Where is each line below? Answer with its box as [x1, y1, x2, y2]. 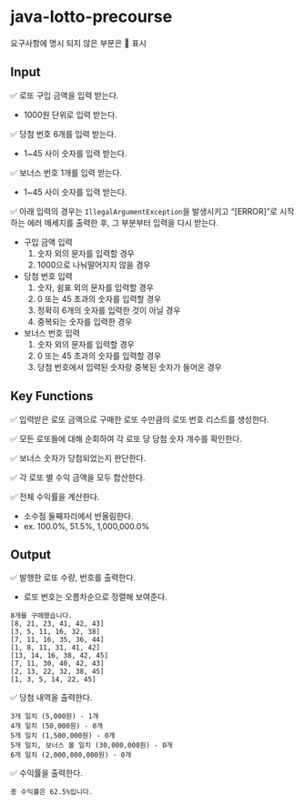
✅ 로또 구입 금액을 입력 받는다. [10, 89, 119, 101]
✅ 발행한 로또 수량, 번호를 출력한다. [10, 572, 136, 583]
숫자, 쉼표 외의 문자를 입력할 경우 [36, 282, 154, 293]
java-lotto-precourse [10, 6, 173, 27]
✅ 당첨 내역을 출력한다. [10, 692, 93, 703]
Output [10, 547, 51, 562]
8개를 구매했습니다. [10, 611, 73, 620]
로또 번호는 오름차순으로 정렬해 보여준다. [23, 591, 167, 602]
